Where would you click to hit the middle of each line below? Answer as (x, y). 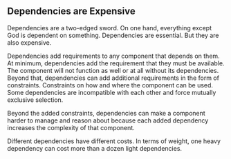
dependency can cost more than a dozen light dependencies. (94, 148)
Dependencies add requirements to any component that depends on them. (113, 56)
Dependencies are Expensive (72, 11)
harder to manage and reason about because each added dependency (108, 120)
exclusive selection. (35, 100)
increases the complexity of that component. (71, 127)
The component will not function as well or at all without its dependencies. (113, 70)
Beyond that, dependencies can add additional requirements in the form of (113, 78)
